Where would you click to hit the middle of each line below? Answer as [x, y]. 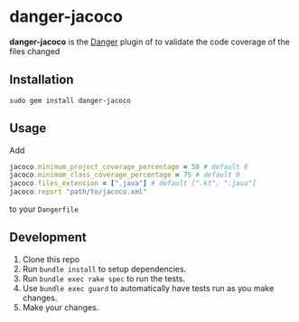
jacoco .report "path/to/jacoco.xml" [78, 192]
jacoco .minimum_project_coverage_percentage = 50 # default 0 [129, 166]
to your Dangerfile [44, 209]
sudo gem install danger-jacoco [70, 100]
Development [48, 237]
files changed [35, 51]
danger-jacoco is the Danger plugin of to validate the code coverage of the [150, 42]
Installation [42, 80]
